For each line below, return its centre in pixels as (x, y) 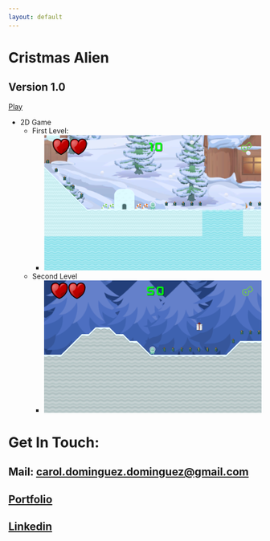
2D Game (36, 122)
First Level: (50, 130)
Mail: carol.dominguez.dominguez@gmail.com (129, 472)
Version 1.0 (37, 87)
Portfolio (31, 499)
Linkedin (30, 526)
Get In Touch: (54, 442)
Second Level (55, 276)
